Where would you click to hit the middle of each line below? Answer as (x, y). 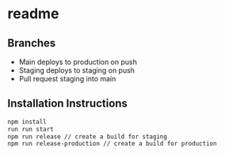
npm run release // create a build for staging (88, 136)
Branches (32, 43)
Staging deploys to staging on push (77, 70)
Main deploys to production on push (78, 62)
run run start (31, 129)
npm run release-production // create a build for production (112, 144)
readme (33, 14)
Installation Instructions (68, 104)
